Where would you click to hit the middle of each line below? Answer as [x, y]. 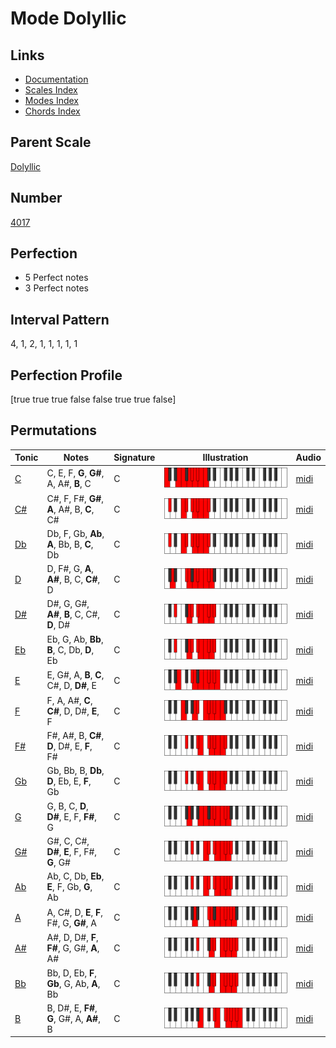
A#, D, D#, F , [72, 938]
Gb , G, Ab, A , [73, 983]
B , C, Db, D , [70, 649]
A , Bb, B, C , [70, 544]
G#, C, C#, [68, 841]
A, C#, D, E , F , [75, 912]
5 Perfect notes [56, 278]
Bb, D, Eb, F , [71, 973]
